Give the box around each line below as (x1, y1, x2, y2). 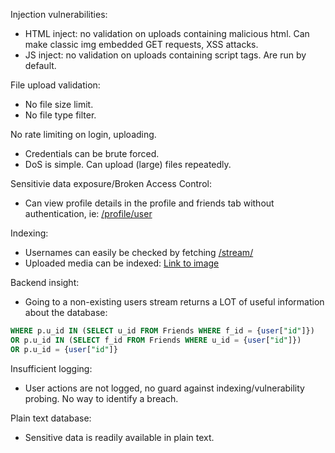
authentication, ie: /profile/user (24, 208, 153, 219)
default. (24, 60, 57, 71)
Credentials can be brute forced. (24, 148, 160, 159)
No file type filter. (24, 109, 97, 121)
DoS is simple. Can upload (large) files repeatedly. (24, 159, 232, 170)
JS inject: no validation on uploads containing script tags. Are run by (24, 49, 307, 61)
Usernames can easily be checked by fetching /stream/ (24, 247, 254, 258)
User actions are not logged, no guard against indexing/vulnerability (24, 382, 305, 394)
